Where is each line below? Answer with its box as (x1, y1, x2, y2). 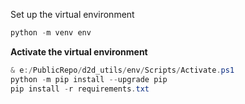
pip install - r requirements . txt (10, 84, 150, 94)
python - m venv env (10, 28, 92, 38)
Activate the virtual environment (10, 45, 148, 58)
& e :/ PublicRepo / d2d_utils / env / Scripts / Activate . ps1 (10, 65, 235, 75)
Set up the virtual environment (10, 9, 135, 20)
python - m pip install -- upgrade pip (10, 74, 168, 84)
